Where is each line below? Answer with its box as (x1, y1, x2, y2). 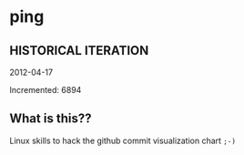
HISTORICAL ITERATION (9, 43, 149, 58)
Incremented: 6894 (9, 85, 82, 95)
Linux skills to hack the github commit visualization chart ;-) (9, 135, 237, 146)
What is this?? (9, 111, 92, 127)
